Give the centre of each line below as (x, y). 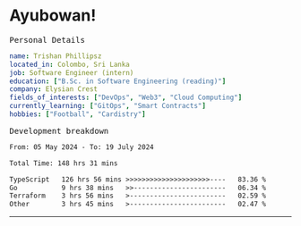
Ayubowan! (53, 16)
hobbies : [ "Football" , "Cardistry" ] (77, 114)
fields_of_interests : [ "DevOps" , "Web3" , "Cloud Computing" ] (126, 98)
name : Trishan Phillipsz (56, 56)
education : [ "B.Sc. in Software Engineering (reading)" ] (118, 81)
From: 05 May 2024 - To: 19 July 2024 (82, 147)
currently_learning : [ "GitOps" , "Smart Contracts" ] (107, 106)
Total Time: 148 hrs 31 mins (64, 163)
